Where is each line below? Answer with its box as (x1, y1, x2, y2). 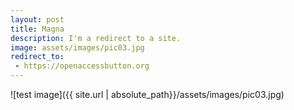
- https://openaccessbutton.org (14, 61, 150, 71)
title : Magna (10, 24, 65, 34)
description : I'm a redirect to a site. (10, 33, 182, 43)
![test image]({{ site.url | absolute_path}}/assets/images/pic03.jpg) (10, 89, 285, 100)
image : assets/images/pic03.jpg (10, 42, 145, 53)
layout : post (10, 14, 65, 25)
